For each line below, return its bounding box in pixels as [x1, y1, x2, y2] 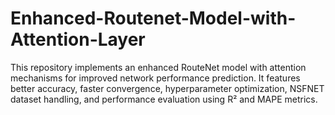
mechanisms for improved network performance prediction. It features [10, 72, 301, 84]
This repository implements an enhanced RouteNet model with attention [10, 61, 307, 73]
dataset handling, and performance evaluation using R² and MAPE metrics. [10, 93, 318, 105]
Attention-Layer [10, 28, 146, 51]
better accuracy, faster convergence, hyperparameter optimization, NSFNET [10, 82, 325, 94]
